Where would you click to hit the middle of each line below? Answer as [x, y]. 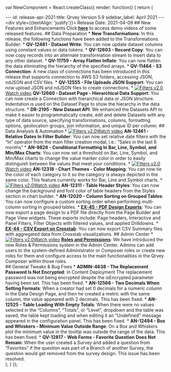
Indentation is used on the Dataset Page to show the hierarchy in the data [82, 104]
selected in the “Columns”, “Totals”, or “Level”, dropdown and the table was [84, 310]
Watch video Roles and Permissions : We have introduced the [99, 240]
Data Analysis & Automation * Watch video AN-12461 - [77, 131]
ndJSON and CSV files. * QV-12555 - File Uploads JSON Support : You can [84, 82]
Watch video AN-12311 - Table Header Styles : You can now [97, 185]
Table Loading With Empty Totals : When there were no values [89, 305]
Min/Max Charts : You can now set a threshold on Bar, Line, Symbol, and [81, 153]
